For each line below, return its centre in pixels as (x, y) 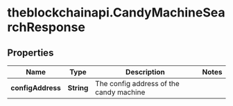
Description (145, 72)
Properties (31, 53)
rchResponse (46, 27)
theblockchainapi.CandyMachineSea (116, 13)
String (78, 88)
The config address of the (137, 84)
